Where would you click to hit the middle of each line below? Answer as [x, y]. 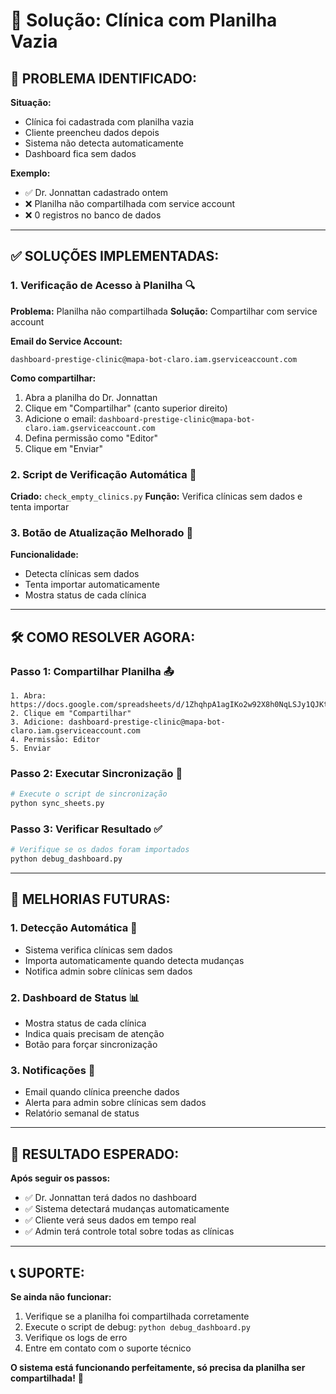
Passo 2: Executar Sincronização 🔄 [96, 773]
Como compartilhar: [53, 378]
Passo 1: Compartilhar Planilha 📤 [92, 671]
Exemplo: [30, 173]
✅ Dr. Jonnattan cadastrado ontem [96, 192]
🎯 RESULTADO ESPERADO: [95, 1154]
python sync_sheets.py [57, 804]
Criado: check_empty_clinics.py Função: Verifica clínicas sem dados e [156, 496]
